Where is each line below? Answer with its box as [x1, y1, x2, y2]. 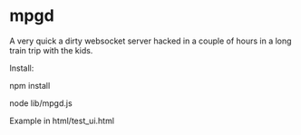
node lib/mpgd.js [9, 97, 73, 109]
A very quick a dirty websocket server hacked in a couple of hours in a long [9, 35, 292, 46]
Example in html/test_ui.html [9, 115, 115, 126]
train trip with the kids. [9, 44, 93, 55]
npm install [9, 80, 51, 91]
